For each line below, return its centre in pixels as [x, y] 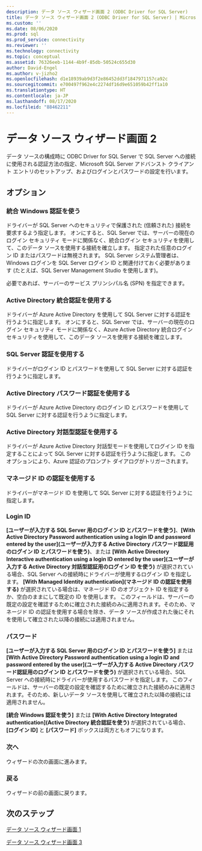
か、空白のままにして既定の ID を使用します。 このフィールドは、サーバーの [100, 596]
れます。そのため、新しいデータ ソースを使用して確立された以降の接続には [99, 695]
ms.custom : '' [24, 23]
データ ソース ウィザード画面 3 [44, 842]
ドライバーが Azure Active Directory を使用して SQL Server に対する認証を [99, 314]
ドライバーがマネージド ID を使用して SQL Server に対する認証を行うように [99, 493]
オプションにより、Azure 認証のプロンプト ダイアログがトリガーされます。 [99, 461]
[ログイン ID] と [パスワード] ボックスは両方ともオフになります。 [87, 730]
